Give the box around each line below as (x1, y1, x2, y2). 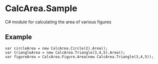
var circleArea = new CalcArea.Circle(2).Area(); (5, 46, 108, 51)
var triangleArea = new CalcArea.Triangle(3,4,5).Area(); (5, 50, 125, 55)
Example (5, 33, 32, 41)
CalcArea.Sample (5, 3, 78, 14)
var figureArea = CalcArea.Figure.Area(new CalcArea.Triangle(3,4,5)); (5, 54, 154, 59)
